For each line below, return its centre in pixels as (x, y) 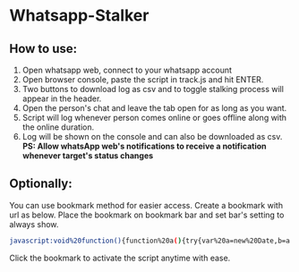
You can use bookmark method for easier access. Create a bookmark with (146, 205)
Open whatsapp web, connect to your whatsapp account (127, 70)
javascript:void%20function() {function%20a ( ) (95, 241)
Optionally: (41, 184)
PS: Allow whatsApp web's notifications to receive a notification (144, 146)
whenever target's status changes (88, 156)
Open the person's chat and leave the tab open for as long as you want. (154, 108)
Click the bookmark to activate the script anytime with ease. (120, 258)
